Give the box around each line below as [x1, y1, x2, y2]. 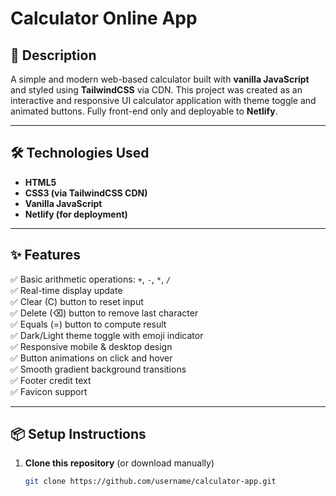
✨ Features [10, 247, 81, 264]
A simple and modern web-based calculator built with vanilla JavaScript [10, 73, 310, 85]
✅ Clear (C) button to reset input [10, 295, 144, 307]
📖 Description [10, 47, 97, 64]
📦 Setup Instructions [10, 426, 147, 443]
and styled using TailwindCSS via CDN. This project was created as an [10, 84, 303, 96]
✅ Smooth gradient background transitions [10, 363, 187, 375]
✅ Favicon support [10, 385, 88, 397]
